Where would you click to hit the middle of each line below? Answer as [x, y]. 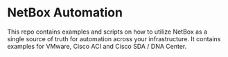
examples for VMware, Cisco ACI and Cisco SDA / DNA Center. [97, 46]
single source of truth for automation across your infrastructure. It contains [114, 38]
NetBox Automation [65, 13]
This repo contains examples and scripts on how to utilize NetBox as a [107, 32]
